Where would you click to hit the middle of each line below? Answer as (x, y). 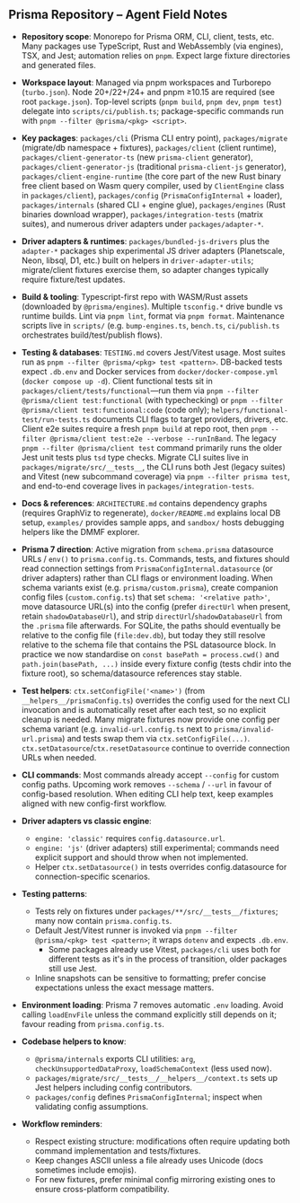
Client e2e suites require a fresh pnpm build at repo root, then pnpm (144, 428)
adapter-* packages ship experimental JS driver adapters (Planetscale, (153, 250)
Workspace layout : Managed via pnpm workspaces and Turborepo (146, 82)
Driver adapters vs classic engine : (86, 821)
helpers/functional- (250, 410)
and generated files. (58, 65)
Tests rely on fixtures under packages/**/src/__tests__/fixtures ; (156, 911)
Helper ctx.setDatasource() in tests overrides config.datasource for (161, 866)
